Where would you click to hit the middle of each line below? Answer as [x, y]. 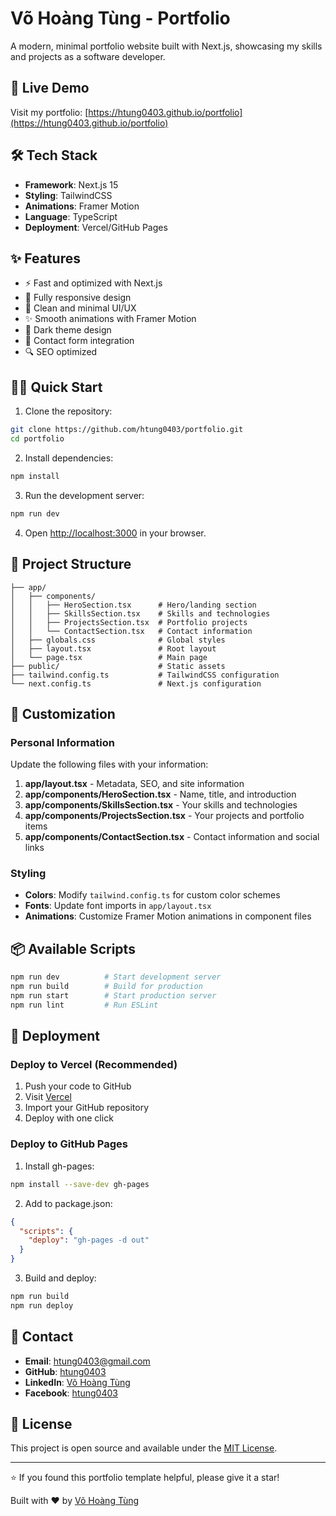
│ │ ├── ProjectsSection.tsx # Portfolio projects [129, 622]
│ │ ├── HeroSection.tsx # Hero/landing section [133, 605]
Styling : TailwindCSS [68, 195]
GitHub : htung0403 [65, 1371]
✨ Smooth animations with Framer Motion [110, 319]
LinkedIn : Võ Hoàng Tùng [77, 1382]
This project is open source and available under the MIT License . [144, 1448]
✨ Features [45, 258]
